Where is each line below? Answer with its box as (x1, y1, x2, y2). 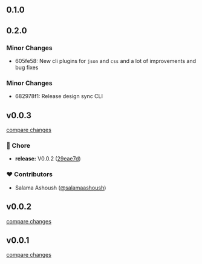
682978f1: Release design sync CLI (15, 93, 103, 100)
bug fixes (15, 64, 39, 71)
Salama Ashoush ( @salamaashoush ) (15, 184, 106, 191)
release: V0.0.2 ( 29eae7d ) (15, 155, 81, 162)
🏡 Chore (6, 142, 30, 150)
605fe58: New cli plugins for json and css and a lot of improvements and (15, 58, 197, 65)
